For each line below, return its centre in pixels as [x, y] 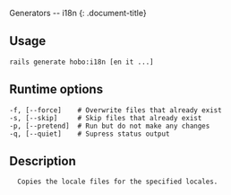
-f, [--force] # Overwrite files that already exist [115, 110]
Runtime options [56, 89]
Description [43, 161]
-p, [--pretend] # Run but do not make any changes [110, 126]
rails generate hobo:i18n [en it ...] [81, 62]
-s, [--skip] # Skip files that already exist [106, 118]
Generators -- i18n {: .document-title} [78, 13]
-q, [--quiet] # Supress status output [90, 134]
